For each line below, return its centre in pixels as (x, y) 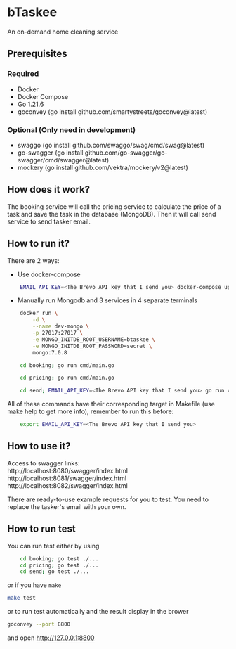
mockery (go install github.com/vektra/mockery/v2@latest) (103, 167)
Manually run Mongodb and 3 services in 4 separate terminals (107, 300)
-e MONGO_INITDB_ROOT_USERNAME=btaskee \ (94, 339)
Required (23, 74)
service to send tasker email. (49, 221)
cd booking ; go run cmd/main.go (67, 365)
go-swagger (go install (50, 153)
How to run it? (39, 244)
